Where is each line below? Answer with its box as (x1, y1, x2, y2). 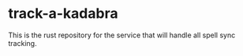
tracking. (8, 38, 37, 47)
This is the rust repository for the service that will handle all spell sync (8, 30, 236, 40)
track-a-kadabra (8, 5, 118, 23)
